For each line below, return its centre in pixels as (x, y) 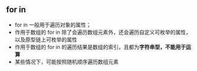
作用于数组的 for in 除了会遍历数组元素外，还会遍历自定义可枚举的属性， (103, 32)
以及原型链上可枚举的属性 (46, 39)
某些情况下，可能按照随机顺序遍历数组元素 (67, 62)
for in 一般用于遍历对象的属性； (53, 25)
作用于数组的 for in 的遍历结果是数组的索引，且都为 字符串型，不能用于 (100, 47)
